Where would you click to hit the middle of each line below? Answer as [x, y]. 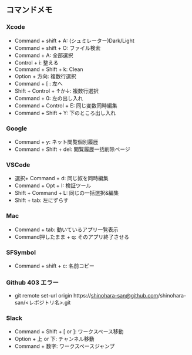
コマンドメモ [29, 10]
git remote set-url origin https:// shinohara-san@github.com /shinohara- [100, 296]
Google [17, 129]
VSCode [18, 164]
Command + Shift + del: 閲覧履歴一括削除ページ [72, 149]
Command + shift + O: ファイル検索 [58, 48]
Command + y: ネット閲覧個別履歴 [56, 141]
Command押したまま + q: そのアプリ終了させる [72, 236]
